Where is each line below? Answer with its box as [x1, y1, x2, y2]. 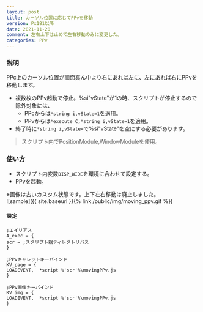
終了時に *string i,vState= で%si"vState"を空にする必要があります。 [15, 125, 188, 132]
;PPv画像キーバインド [6, 284, 54, 291]
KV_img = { [6, 289, 34, 295]
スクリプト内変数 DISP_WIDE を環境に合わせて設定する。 [15, 169, 153, 177]
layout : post [6, 9, 40, 15]
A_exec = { [6, 232, 34, 239]
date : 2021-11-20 [6, 26, 51, 32]
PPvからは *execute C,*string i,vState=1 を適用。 [24, 117, 152, 125]
